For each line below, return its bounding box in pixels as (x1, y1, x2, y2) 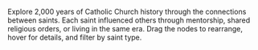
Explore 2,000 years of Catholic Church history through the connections (7, 7, 247, 16)
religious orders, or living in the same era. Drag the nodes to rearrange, (7, 24, 243, 33)
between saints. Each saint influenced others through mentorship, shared (7, 15, 251, 25)
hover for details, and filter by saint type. (7, 32, 142, 42)
